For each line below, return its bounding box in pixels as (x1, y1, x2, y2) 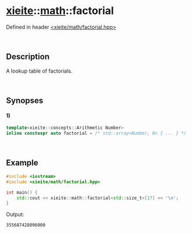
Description (6, 52, 50, 62)
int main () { (6, 189, 38, 196)
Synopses (6, 95, 44, 106)
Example (6, 158, 39, 168)
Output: (6, 211, 25, 218)
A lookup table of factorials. (6, 67, 73, 74)
